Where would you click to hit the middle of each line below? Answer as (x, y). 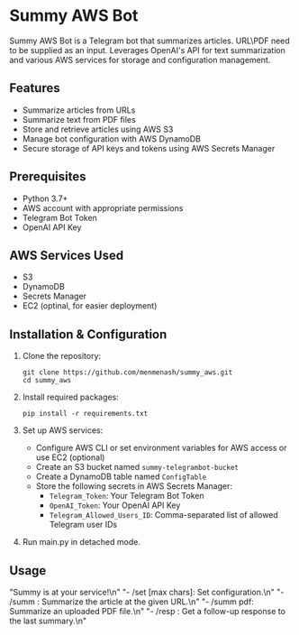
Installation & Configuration (88, 334)
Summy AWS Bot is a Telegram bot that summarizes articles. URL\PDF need (149, 41)
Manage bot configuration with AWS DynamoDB (111, 138)
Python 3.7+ (45, 198)
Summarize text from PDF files (79, 119)
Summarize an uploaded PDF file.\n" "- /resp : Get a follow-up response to (148, 611)
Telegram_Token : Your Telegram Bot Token (127, 496)
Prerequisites (48, 177)
